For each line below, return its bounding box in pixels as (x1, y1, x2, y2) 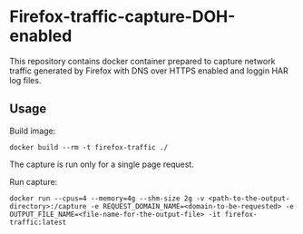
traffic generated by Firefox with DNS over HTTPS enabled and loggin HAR (9, 65, 288, 76)
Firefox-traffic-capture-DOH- (9, 6, 236, 27)
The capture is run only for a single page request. (9, 159, 195, 170)
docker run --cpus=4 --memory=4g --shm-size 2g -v (9, 193, 205, 203)
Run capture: (9, 176, 58, 187)
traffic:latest (9, 218, 67, 227)
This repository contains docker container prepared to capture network (9, 55, 276, 66)
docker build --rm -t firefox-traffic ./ (9, 142, 169, 151)
